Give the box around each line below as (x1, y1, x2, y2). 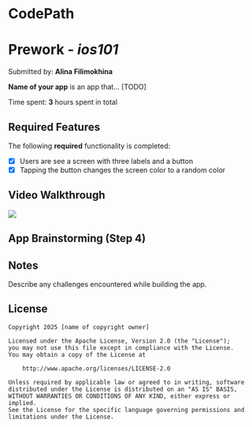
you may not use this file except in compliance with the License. (8, 343, 235, 351)
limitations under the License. (8, 413, 114, 421)
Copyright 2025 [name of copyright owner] (8, 323, 150, 331)
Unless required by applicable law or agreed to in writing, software (8, 378, 245, 386)
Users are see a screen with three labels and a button (19, 156, 194, 165)
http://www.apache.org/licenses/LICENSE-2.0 (22, 364, 171, 373)
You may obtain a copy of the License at (8, 351, 146, 358)
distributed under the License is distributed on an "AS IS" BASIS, (8, 385, 238, 393)
